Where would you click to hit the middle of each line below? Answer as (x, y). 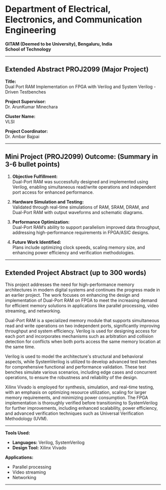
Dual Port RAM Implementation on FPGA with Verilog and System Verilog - (81, 86)
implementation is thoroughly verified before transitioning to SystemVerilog (82, 403)
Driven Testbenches (25, 92)
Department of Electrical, (58, 9)
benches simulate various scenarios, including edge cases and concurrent (81, 372)
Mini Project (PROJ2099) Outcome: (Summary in (82, 157)
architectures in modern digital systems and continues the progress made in (83, 290)
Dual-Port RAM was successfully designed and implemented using (80, 181)
